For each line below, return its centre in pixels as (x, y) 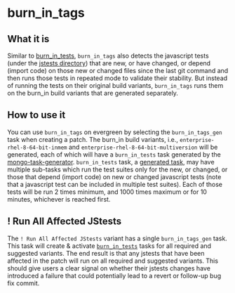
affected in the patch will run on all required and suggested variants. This (113, 261)
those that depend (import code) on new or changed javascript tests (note (114, 176)
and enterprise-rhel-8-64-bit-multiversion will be (143, 147)
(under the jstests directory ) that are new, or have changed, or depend (109, 63)
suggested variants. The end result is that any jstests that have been (106, 253)
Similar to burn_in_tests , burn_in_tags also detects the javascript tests (108, 56)
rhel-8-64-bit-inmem (38, 148)
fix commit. (23, 283)
